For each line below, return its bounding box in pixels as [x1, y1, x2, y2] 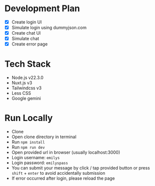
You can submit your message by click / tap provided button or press [11, 165, 150, 171]
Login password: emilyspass [11, 160, 69, 166]
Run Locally [4, 113, 53, 124]
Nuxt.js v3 [11, 80, 33, 86]
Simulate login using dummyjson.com [11, 25, 87, 30]
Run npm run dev [11, 145, 45, 150]
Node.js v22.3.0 [11, 75, 44, 81]
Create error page [11, 41, 48, 47]
